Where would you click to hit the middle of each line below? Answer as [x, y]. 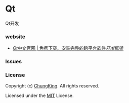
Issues [14, 62]
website [15, 37]
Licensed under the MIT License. [39, 95]
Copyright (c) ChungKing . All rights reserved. [52, 86]
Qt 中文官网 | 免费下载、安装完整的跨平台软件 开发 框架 [68, 48]
